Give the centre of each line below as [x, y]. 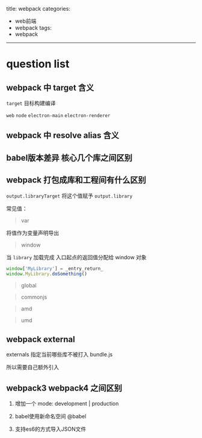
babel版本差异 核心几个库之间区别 [69, 157]
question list [38, 64]
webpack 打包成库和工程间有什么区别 [76, 180]
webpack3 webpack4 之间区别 [64, 388]
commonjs [34, 297]
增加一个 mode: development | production [67, 403]
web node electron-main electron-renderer [58, 116]
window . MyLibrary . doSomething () [47, 274]
